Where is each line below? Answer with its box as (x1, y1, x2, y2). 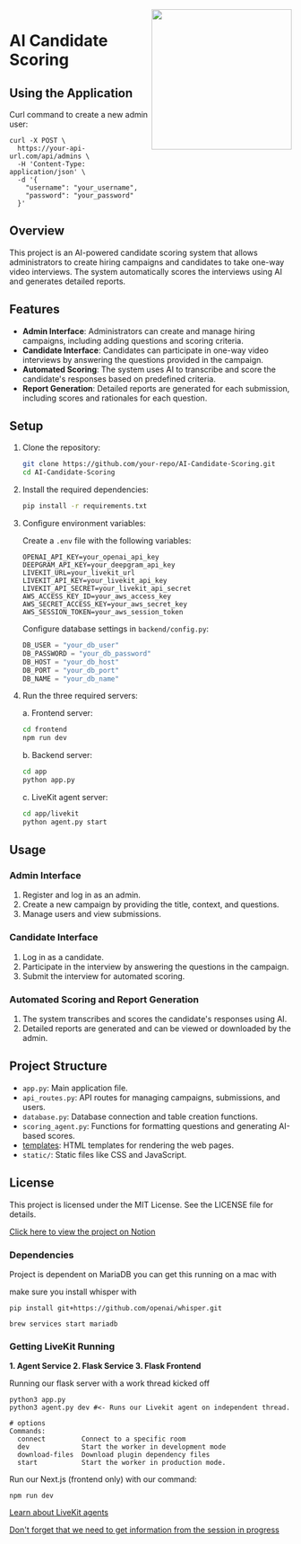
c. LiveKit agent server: (21, 791, 108, 802)
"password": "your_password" (25, 191, 134, 200)
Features (9, 302, 60, 317)
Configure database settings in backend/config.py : (21, 623, 209, 634)
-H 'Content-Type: (17, 160, 87, 169)
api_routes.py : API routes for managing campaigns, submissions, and (21, 1091, 280, 1103)
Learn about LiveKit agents (9, 1507, 109, 1518)
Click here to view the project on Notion (9, 1226, 156, 1237)
